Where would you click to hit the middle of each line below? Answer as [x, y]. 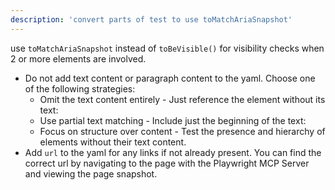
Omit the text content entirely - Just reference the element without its [182, 99]
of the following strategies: [80, 88]
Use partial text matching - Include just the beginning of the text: [173, 120]
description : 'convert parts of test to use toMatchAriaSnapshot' [151, 19]
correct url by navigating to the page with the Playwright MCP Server [167, 163]
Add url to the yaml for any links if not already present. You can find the [173, 152]
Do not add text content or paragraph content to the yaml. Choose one [170, 78]
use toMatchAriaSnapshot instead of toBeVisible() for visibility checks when [167, 48]
